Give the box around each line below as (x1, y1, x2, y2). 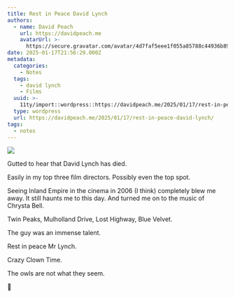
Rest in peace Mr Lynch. (7, 242, 77, 250)
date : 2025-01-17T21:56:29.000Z (7, 50, 101, 57)
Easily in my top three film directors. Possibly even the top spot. (7, 173, 191, 182)
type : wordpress (13, 108, 61, 115)
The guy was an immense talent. (7, 229, 101, 237)
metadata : (7, 56, 36, 63)
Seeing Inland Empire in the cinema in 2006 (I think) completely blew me (7, 187, 216, 195)
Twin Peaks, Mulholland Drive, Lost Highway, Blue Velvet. (7, 215, 173, 224)
